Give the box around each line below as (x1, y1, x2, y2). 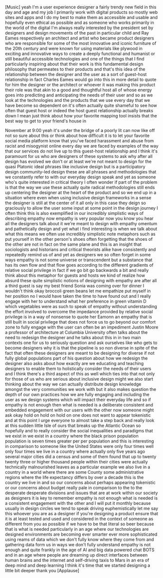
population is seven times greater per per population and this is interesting (5, 438, 154, 444)
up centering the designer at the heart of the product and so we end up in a (5, 190, 157, 195)
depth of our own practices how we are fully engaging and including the (5, 392, 150, 397)
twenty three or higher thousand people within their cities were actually (5, 459, 148, 464)
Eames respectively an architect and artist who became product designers (5, 35, 154, 41)
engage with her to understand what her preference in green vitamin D (5, 298, 147, 304)
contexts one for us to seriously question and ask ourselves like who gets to (5, 340, 158, 346)
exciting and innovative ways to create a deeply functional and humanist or (5, 51, 155, 57)
